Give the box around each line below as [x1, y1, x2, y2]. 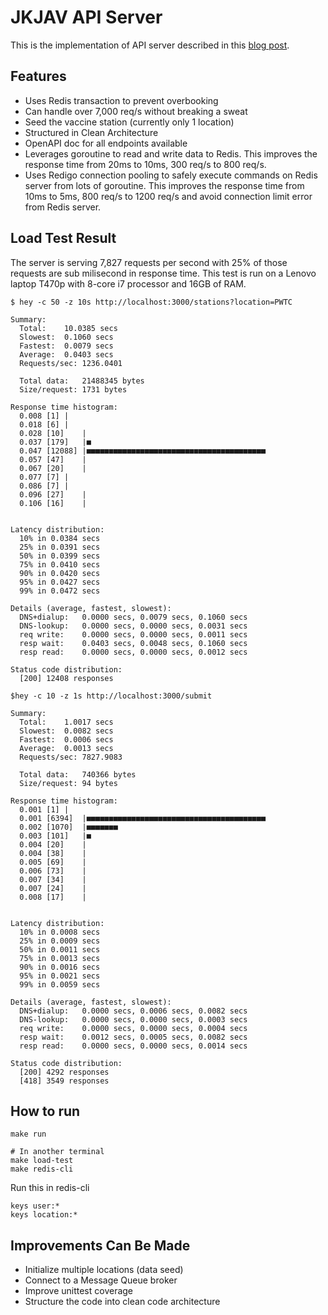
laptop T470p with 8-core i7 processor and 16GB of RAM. [10, 277, 247, 290]
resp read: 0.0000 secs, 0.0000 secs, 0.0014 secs [19, 1041, 248, 1051]
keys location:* [10, 1210, 78, 1220]
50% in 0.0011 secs [19, 944, 101, 955]
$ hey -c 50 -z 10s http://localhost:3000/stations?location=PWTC [10, 297, 293, 307]
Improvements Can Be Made [10, 1237, 191, 1254]
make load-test [10, 1156, 74, 1166]
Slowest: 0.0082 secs [19, 726, 114, 736]
